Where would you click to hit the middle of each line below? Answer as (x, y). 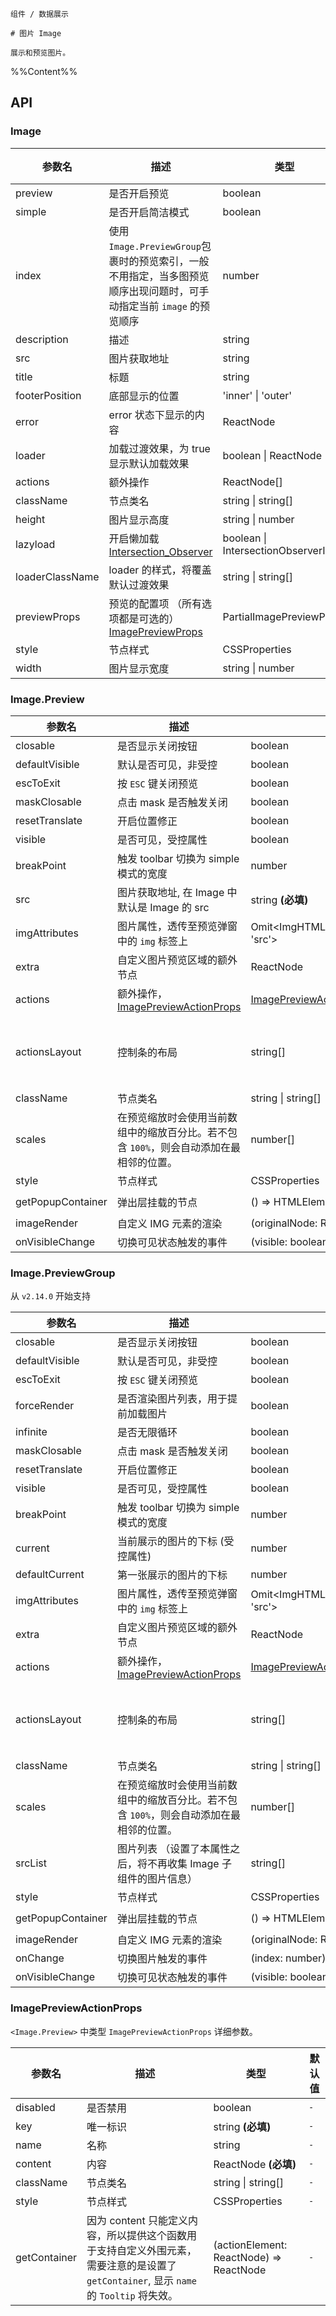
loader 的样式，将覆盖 (160, 570)
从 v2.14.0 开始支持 (50, 1296)
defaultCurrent (50, 1575)
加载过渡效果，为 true (159, 448)
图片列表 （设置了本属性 (173, 1849)
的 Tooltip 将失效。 (132, 2295)
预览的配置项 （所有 (155, 603)
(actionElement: (250, 2245)
